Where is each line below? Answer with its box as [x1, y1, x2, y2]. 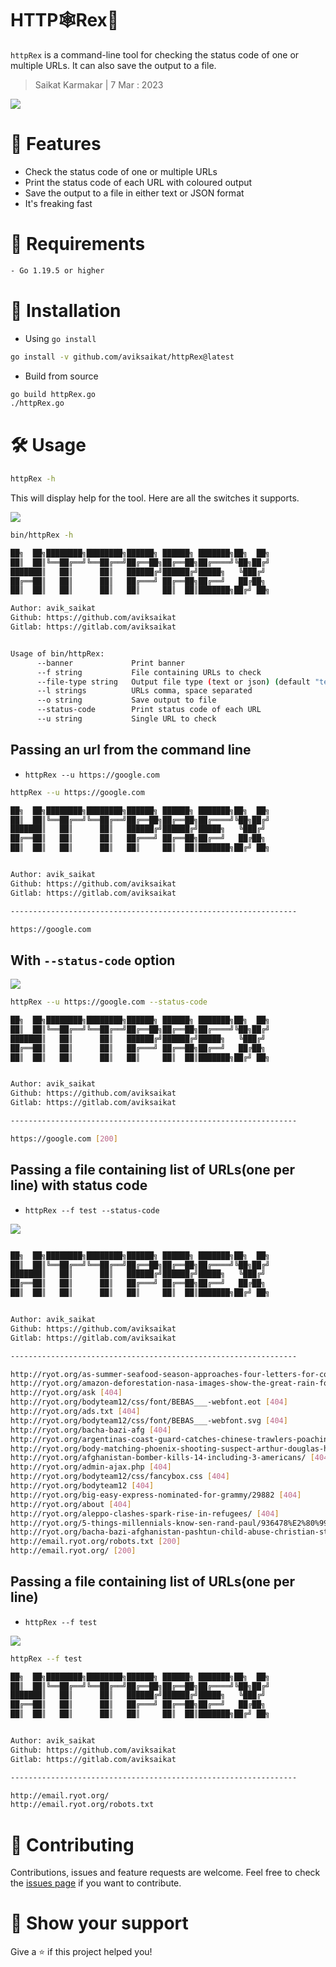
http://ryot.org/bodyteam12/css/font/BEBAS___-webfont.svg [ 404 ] [10, 1415, 288, 1426]
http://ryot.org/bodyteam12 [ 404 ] [10, 1481, 155, 1491]
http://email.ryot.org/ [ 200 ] [10, 1546, 137, 1556]
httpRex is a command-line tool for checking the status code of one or [10, 48, 300, 61]
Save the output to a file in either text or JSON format [24, 187, 245, 199]
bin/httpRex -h [10, 530, 74, 541]
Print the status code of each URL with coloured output [24, 176, 253, 188]
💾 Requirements [10, 233, 146, 256]
